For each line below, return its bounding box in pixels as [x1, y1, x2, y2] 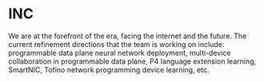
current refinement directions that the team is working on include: [8, 39, 225, 49]
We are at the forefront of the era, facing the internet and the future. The [8, 31, 247, 41]
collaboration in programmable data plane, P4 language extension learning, [8, 57, 257, 66]
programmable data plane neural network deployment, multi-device [8, 48, 231, 57]
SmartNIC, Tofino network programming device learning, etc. [8, 64, 210, 74]
